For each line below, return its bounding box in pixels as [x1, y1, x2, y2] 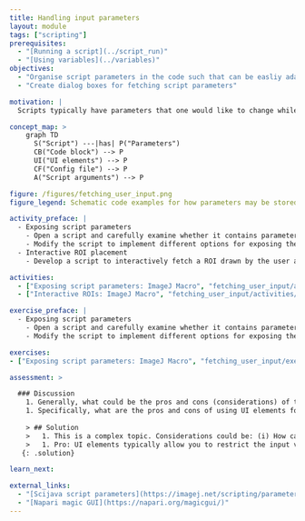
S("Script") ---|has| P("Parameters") [33, 139, 181, 148]
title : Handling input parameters [9, 13, 141, 23]
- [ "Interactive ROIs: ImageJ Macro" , [17, 290, 165, 299]
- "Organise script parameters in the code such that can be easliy [17, 73, 282, 82]
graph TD [25, 131, 59, 140]
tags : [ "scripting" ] [9, 30, 88, 39]
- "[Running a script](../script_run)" [17, 47, 169, 56]
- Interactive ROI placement [17, 247, 128, 257]
